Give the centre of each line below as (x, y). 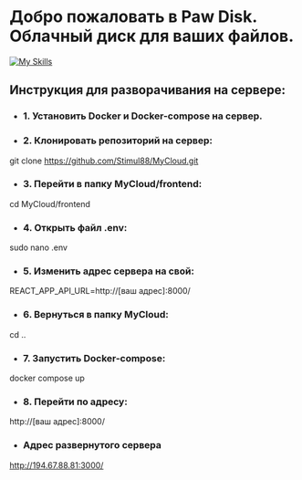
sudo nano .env (39, 247)
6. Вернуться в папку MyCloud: (95, 315)
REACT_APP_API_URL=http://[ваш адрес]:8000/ (100, 291)
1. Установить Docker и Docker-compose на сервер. (142, 116)
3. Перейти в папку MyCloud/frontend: (112, 184)
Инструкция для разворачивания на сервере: (147, 90)
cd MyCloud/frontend (50, 203)
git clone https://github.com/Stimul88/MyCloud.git (104, 161)
